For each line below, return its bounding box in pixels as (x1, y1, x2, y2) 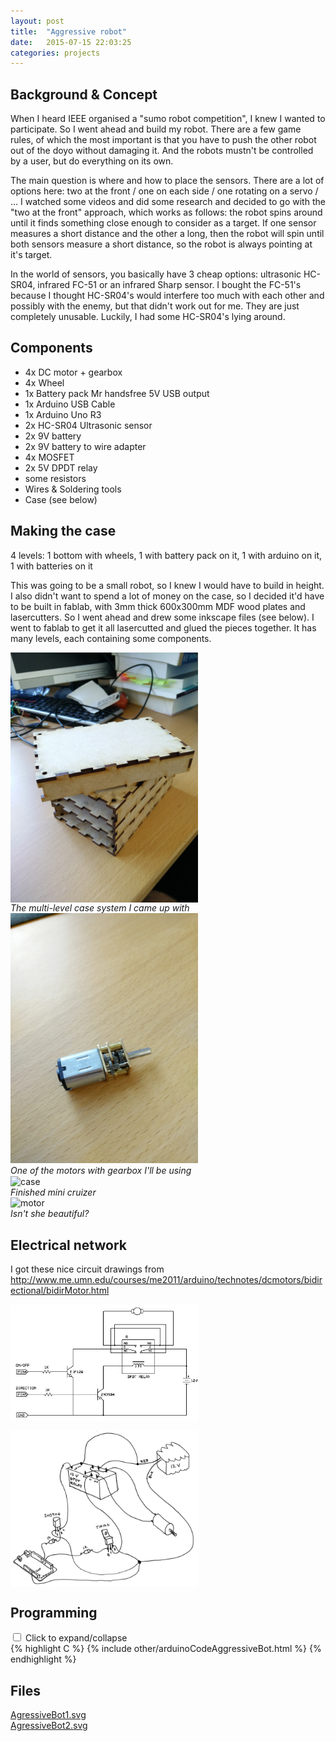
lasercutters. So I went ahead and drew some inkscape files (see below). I (10, 611, 315, 623)
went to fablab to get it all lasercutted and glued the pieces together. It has (10, 621, 317, 634)
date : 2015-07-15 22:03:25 (10, 37, 132, 47)
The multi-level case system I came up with (10, 901, 190, 914)
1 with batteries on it (10, 560, 93, 572)
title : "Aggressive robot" (10, 26, 128, 37)
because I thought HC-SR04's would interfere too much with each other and (10, 290, 325, 302)
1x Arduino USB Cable (24, 398, 116, 410)
